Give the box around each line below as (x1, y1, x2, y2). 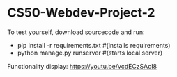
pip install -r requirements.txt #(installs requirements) (17, 41, 171, 49)
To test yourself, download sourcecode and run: (7, 28, 145, 36)
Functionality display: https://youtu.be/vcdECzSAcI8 (7, 62, 157, 70)
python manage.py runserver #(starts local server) (17, 49, 163, 57)
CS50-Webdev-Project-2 (7, 5, 155, 21)
